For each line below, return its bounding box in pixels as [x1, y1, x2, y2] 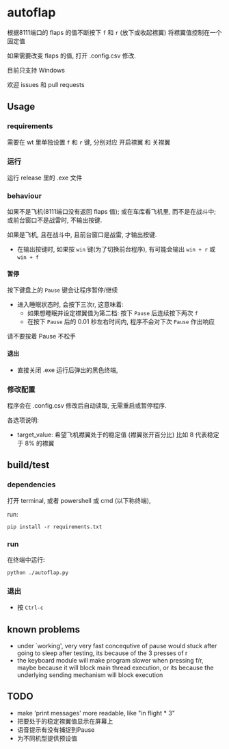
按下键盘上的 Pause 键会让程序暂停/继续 [7, 286, 118, 294]
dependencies [7, 480, 56, 489]
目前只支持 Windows [7, 66, 65, 74]
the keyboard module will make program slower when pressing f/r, [16, 656, 204, 665]
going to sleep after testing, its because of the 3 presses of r [16, 649, 188, 657]
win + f [16, 254, 39, 261]
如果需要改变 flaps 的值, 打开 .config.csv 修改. [7, 51, 137, 60]
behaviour [7, 191, 42, 200]
